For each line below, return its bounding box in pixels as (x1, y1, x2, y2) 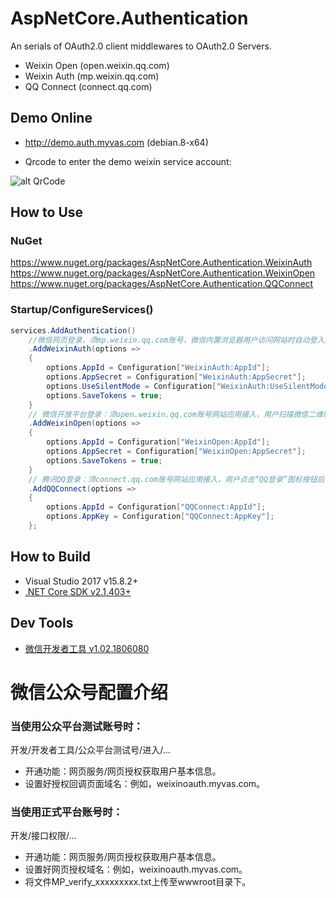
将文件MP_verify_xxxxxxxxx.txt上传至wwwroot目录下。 (24, 876, 252, 888)
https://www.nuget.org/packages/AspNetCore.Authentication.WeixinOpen (10, 267, 316, 279)
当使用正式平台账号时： (10, 805, 123, 819)
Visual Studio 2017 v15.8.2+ (24, 575, 139, 587)
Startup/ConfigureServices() (10, 303, 154, 317)
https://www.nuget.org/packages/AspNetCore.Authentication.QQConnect (10, 278, 314, 290)
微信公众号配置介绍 (10, 681, 169, 704)
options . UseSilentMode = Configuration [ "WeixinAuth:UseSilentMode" (46, 381, 333, 391)
